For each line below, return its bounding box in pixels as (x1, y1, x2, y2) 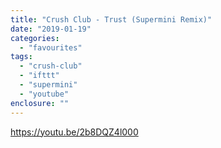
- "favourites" (19, 42, 83, 53)
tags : (10, 52, 33, 62)
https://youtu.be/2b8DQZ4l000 (10, 126, 139, 138)
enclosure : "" (10, 98, 70, 108)
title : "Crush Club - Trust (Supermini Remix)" (10, 14, 213, 25)
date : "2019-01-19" (10, 24, 92, 34)
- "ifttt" (19, 71, 60, 81)
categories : (10, 33, 60, 43)
